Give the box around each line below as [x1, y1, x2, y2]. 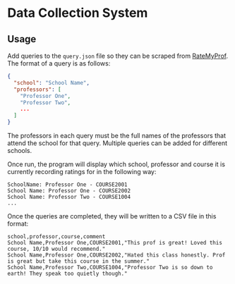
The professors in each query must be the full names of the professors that [7, 132, 227, 140]
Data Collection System [7, 5, 148, 21]
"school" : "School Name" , [13, 79, 90, 86]
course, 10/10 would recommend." [7, 245, 106, 252]
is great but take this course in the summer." [7, 258, 150, 265]
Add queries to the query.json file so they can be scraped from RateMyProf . [7, 51, 228, 60]
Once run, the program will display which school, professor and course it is [7, 160, 226, 168]
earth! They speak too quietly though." [7, 270, 128, 277]
